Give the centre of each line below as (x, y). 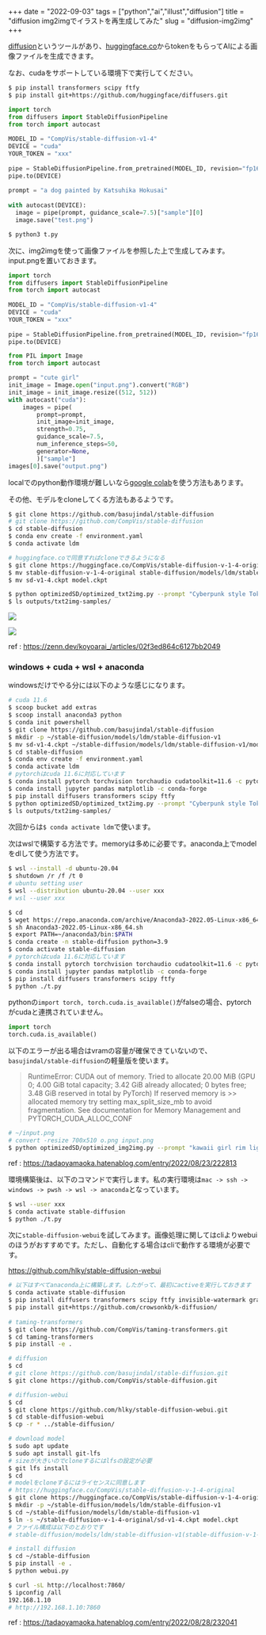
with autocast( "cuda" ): (47, 399)
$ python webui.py (38, 1571)
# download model (37, 1439)
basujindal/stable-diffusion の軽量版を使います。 (90, 1060)
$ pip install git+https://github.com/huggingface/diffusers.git (118, 95)
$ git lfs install (38, 1468)
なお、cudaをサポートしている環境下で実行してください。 (103, 73)
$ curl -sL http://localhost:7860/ (67, 1585)
